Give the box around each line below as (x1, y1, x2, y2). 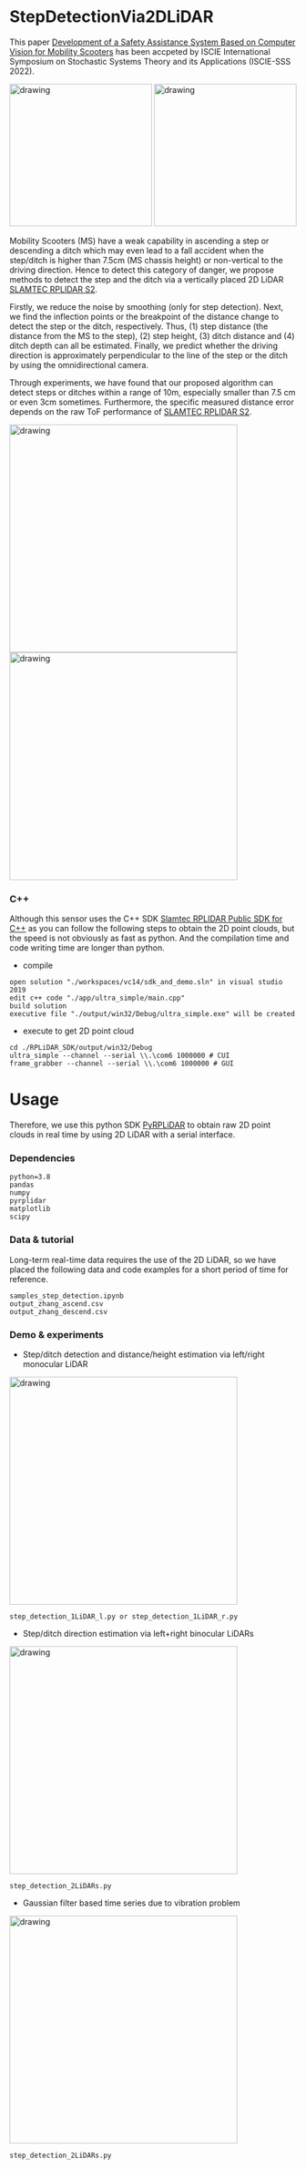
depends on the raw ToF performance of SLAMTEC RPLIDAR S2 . (9, 406, 252, 416)
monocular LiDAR (22, 1359, 88, 1370)
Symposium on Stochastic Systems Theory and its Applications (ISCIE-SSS (9, 56, 291, 67)
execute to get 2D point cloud (22, 1025, 135, 1036)
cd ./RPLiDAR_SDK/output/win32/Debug (9, 1043, 153, 1053)
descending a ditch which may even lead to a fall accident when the (9, 244, 264, 256)
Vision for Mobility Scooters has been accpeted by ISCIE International (9, 46, 270, 57)
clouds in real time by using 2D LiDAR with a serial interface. (9, 1129, 236, 1140)
